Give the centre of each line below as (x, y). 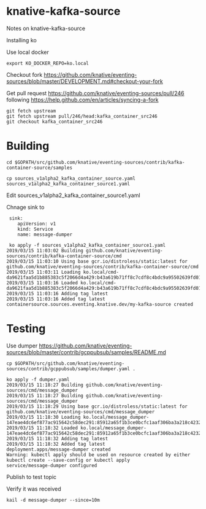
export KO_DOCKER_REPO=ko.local (48, 63)
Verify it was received (34, 489)
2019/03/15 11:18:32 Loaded (42, 428)
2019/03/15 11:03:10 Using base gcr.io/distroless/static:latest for (97, 261)
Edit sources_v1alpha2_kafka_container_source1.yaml (73, 195)
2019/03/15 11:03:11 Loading (44, 272)
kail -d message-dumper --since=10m (53, 500)
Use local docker (28, 52)
